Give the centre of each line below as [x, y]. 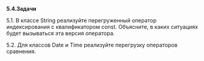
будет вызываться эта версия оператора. [60, 33]
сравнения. [21, 51]
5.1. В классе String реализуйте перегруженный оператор [82, 20]
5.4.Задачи [21, 9]
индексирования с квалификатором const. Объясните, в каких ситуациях [102, 27]
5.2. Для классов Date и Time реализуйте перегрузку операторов [92, 45]
